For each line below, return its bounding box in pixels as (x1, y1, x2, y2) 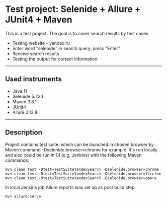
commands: (5, 157, 30, 163)
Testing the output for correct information (12, 56, 98, 62)
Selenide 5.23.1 (12, 93, 44, 99)
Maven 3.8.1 (12, 98, 37, 105)
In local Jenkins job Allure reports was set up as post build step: (5, 184, 136, 190)
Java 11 (12, 88, 27, 94)
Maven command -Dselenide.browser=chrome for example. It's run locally (5, 146, 158, 152)
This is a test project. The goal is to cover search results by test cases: (5, 30, 150, 36)
